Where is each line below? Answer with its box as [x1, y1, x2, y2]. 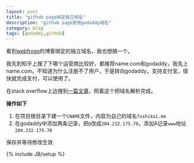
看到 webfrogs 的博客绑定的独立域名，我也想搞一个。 [6, 48, 133, 55]
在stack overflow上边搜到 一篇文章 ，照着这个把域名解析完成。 [6, 87, 157, 94]
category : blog [6, 25, 44, 31]
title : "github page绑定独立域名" [6, 14, 86, 20]
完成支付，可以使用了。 [16, 75, 74, 82]
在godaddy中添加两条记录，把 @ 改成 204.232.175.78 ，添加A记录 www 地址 [14, 120, 186, 127]
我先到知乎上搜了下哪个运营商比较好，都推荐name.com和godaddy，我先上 [6, 60, 188, 67]
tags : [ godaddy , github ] [6, 31, 65, 37]
